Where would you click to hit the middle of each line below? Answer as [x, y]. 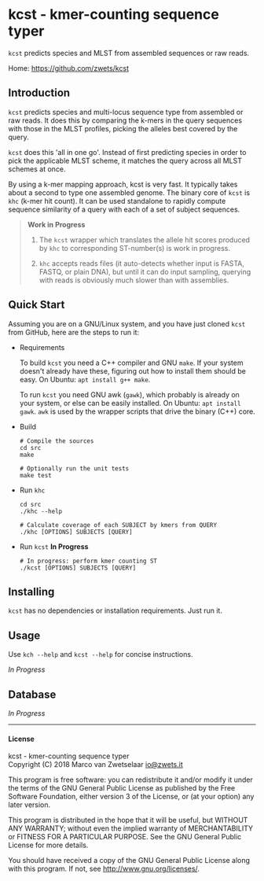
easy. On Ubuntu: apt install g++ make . [85, 379]
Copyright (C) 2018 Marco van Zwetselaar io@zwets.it [95, 765]
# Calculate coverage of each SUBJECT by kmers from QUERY [118, 525]
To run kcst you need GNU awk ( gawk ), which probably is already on [129, 394]
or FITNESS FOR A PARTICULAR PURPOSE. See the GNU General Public [125, 837]
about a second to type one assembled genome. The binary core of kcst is [129, 192]
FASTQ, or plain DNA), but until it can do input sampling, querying [145, 271]
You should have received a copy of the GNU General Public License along [129, 861]
